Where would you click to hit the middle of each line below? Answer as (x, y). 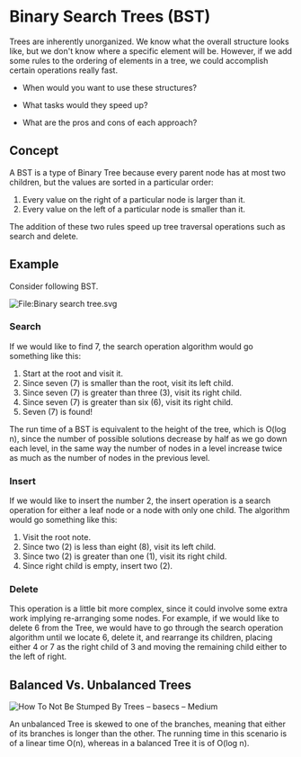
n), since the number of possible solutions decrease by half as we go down (148, 438)
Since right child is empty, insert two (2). (97, 566)
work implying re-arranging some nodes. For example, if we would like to (145, 618)
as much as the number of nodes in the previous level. (110, 457)
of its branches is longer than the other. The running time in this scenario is (148, 734)
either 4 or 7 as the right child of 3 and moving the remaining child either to (148, 647)
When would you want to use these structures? (110, 87)
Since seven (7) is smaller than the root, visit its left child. (128, 383)
